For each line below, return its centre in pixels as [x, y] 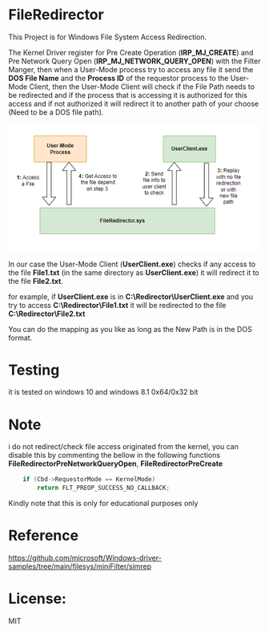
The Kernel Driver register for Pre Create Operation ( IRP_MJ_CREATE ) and [131, 52]
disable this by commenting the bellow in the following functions [114, 456]
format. [20, 338]
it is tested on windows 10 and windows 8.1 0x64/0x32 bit [103, 392]
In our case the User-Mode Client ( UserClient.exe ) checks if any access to [132, 264]
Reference [43, 536]
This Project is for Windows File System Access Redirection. [108, 37]
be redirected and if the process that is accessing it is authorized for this [128, 95]
